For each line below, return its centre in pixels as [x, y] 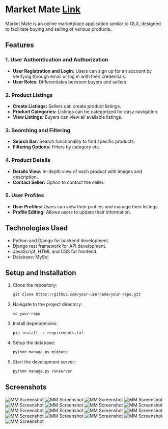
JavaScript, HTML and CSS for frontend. [55, 251]
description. [25, 177]
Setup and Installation [41, 273]
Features [20, 45]
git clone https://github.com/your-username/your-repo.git [77, 295]
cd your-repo [26, 314]
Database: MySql [31, 256]
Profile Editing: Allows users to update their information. [72, 212]
